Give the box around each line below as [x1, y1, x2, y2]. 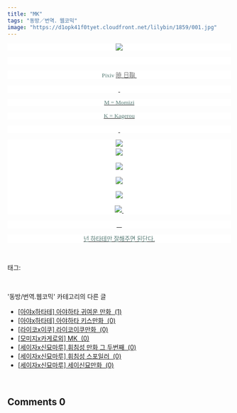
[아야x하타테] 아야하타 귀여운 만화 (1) [17, 308, 122, 316]
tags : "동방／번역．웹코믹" [7, 17, 78, 24]
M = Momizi [104, 99, 135, 107]
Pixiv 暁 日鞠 [101, 72, 136, 79]
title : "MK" [7, 10, 43, 18]
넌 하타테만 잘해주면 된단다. [83, 236, 155, 243]
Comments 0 [7, 396, 66, 408]
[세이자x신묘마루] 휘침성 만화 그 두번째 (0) [17, 343, 137, 352]
